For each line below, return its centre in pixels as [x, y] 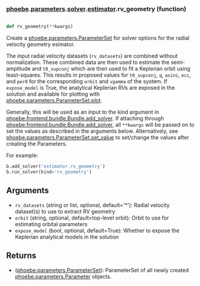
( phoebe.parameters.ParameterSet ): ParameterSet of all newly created [102, 270]
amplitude [19, 69]
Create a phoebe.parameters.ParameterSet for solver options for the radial [98, 38]
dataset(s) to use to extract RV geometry [65, 211]
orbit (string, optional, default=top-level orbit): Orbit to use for [92, 218]
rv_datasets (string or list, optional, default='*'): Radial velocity [92, 205]
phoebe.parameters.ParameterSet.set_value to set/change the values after [98, 138]
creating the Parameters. [37, 144]
